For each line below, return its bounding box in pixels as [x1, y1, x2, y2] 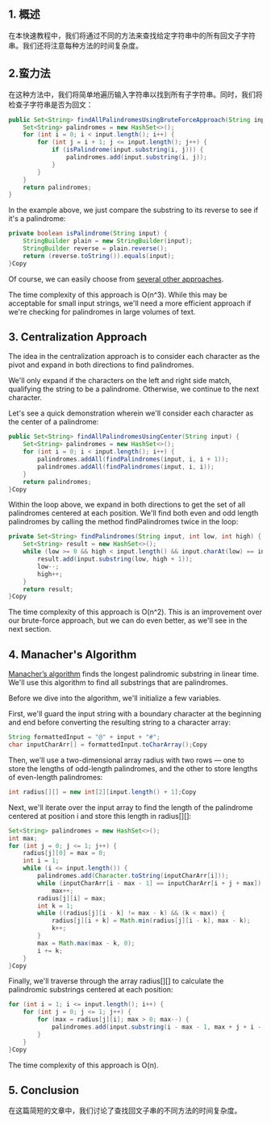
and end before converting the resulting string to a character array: [8, 717, 231, 728]
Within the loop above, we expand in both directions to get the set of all [8, 499, 246, 510]
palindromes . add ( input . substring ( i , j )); [65, 153, 207, 161]
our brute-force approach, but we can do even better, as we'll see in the [8, 616, 248, 625]
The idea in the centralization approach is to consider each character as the [8, 352, 261, 361]
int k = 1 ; [37, 902, 74, 910]
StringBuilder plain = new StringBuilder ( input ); [23, 237, 194, 245]
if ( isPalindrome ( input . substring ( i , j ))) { [51, 146, 204, 154]
